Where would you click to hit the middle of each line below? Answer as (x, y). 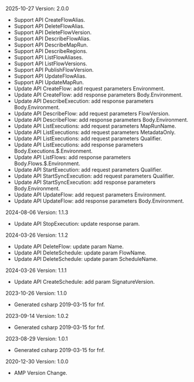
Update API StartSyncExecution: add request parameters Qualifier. (94, 176)
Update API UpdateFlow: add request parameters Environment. (90, 195)
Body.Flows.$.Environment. (47, 163)
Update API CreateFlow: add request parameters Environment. (89, 88)
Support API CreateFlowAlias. (50, 20)
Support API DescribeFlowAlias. (52, 38)
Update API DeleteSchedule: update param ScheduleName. (86, 259)
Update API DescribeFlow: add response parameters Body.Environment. (101, 120)
